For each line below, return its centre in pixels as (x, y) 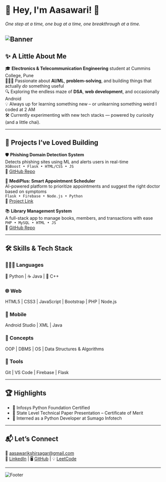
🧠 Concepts (19, 338)
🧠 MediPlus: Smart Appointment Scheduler (50, 181)
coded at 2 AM (20, 110)
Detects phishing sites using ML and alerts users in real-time (67, 162)
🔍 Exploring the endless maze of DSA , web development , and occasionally (82, 92)
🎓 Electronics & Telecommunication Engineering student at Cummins (78, 68)
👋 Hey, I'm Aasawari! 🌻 (52, 10)
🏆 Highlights (26, 393)
